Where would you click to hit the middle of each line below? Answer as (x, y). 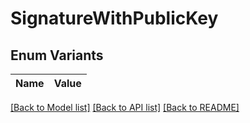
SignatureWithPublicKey (114, 18)
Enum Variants (57, 55)
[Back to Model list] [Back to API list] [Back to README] (125, 107)
